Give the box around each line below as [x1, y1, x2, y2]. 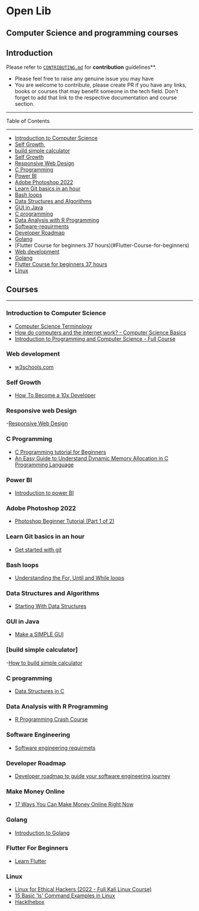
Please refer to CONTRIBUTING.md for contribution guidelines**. [6, 64, 157, 71]
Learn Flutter [14, 857, 46, 865]
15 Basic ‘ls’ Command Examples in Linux [14, 892, 115, 899]
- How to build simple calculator [6, 659, 83, 666]
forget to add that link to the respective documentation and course [14, 94, 177, 102]
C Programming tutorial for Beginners [14, 448, 107, 455]
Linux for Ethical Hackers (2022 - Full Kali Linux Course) [14, 886, 152, 893]
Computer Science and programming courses [6, 28, 179, 38]
